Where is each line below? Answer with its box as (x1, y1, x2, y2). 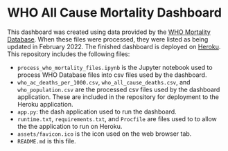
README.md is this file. (17, 136, 76, 145)
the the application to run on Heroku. (17, 122, 123, 130)
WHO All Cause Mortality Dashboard (7, 5, 222, 21)
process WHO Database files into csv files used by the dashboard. (17, 71, 207, 79)
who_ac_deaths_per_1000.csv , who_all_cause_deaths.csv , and (17, 78, 191, 86)
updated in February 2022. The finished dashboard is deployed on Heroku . (7, 42, 221, 51)
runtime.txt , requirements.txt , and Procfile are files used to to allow (17, 114, 217, 123)
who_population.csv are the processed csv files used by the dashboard (17, 85, 220, 94)
